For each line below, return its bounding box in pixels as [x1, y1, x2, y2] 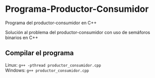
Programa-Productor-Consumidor [5, 3, 149, 15]
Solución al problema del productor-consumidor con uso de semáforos [5, 29, 151, 35]
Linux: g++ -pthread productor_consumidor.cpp [5, 62, 101, 68]
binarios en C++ [5, 35, 38, 40]
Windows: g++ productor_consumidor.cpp [5, 67, 89, 73]
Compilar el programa [5, 49, 74, 57]
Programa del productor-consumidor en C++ [5, 20, 97, 26]
